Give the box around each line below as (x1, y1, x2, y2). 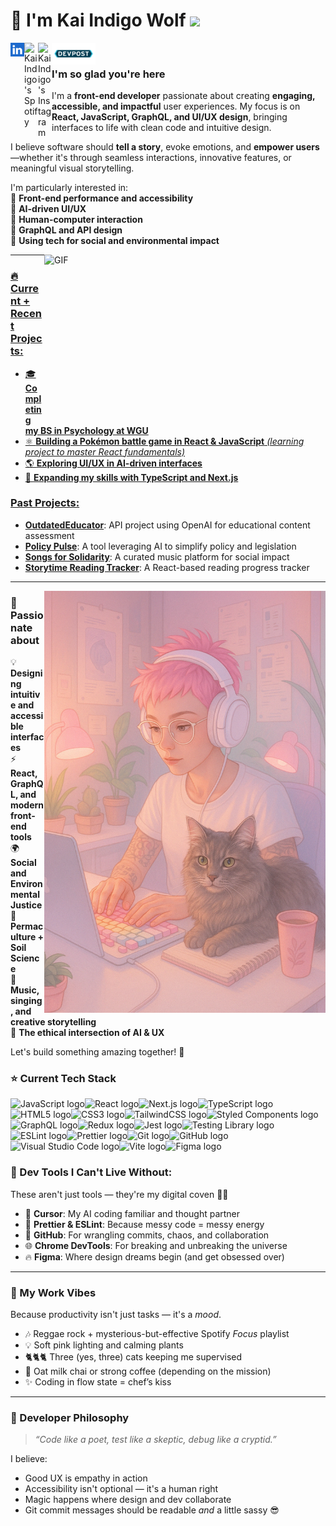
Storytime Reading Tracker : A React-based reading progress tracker (24, 561, 310, 573)
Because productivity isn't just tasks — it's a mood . (10, 1309, 222, 1321)
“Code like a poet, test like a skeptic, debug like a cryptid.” (34, 1434, 277, 1446)
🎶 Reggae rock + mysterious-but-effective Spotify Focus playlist (24, 1328, 290, 1340)
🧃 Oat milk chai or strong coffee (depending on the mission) (24, 1365, 272, 1378)
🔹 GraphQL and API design (10, 224, 123, 236)
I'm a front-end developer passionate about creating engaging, (51, 90, 316, 102)
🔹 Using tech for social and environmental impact (10, 235, 220, 247)
